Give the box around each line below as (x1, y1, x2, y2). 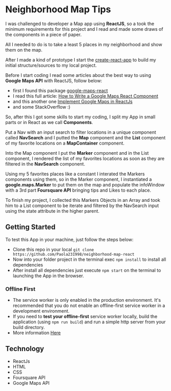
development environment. (12, 308, 70, 314)
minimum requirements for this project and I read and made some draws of (5, 26, 163, 32)
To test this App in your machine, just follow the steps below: (5, 236, 134, 242)
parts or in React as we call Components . (5, 119, 93, 125)
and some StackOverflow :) (12, 104, 71, 110)
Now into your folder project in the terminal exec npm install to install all (12, 256, 166, 262)
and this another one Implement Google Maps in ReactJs (12, 98, 133, 105)
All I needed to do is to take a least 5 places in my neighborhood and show (5, 41, 162, 47)
